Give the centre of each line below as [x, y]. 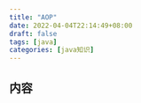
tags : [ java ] [33, 42]
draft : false [33, 33]
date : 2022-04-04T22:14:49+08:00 [71, 26]
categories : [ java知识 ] [52, 50]
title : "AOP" [33, 17]
